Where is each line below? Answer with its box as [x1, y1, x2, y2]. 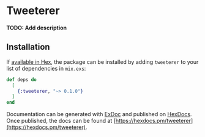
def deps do [6, 76, 37, 83]
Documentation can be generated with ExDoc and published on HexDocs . [6, 111, 192, 118]
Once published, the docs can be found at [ [6, 117, 116, 125]
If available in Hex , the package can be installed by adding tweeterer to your [6, 58, 199, 65]
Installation [6, 42, 50, 52]
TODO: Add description [6, 24, 67, 31]
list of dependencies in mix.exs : [6, 65, 86, 72]
